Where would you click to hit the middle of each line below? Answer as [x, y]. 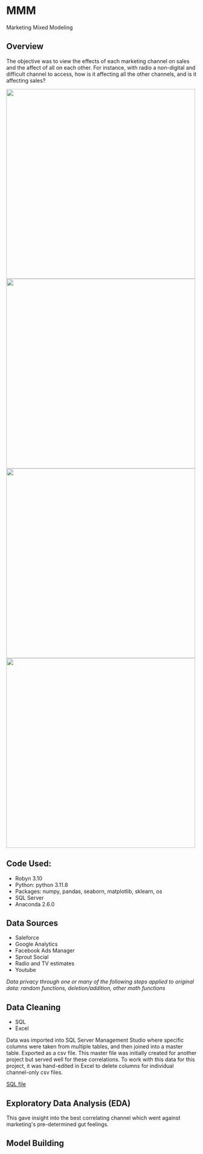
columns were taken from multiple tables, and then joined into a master [95, 1047]
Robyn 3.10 [29, 878]
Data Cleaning [34, 1007]
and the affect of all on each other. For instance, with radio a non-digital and [101, 67]
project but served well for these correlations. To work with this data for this [101, 1059]
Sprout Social [32, 957]
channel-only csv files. [35, 1073]
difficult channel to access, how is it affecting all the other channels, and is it [101, 74]
